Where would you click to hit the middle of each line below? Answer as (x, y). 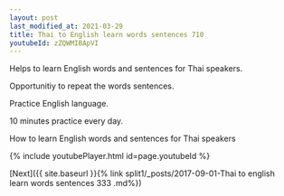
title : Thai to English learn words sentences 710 (107, 34)
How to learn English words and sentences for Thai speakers (123, 139)
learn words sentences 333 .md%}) (76, 183)
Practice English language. (59, 104)
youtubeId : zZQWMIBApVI (54, 43)
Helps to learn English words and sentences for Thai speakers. (126, 69)
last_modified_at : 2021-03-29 (66, 26)
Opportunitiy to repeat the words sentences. (92, 86)
